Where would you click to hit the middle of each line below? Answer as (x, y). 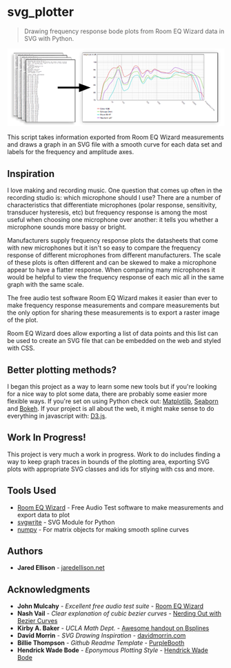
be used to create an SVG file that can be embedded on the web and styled (114, 341)
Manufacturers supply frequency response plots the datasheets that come (113, 241)
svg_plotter (41, 12)
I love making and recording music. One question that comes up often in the (115, 190)
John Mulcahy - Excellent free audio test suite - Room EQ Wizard (110, 606)
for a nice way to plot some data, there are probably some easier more (107, 394)
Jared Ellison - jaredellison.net (61, 568)
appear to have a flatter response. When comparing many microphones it (111, 270)
